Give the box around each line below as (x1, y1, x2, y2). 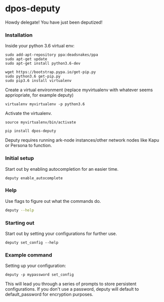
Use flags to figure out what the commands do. (5, 198, 101, 204)
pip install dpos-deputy (5, 129, 56, 134)
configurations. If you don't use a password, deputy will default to (5, 286, 139, 292)
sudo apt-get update (5, 57, 48, 62)
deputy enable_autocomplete (5, 176, 63, 181)
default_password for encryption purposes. (5, 292, 93, 298)
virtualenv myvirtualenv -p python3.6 (5, 102, 85, 107)
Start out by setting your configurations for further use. (5, 230, 117, 236)
